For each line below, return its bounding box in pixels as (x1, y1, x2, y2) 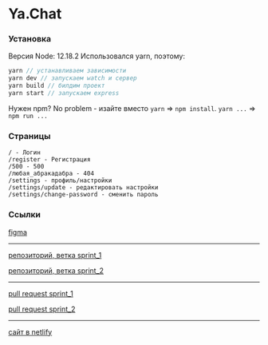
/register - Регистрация (8, 156, 91, 164)
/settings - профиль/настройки (8, 176, 112, 184)
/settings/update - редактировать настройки (8, 184, 159, 192)
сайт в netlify (8, 327, 53, 336)
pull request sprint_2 (8, 304, 76, 314)
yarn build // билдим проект (8, 81, 105, 90)
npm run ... (8, 112, 48, 120)
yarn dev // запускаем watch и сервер (8, 74, 137, 82)
